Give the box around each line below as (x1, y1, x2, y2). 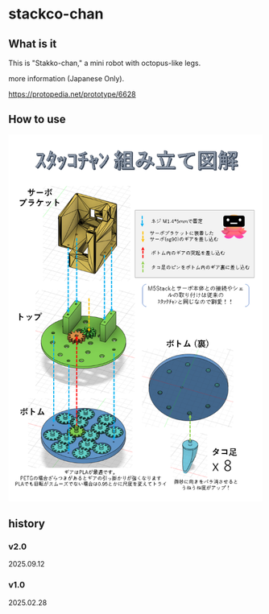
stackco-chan (8, 5, 104, 23)
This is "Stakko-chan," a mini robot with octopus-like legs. (8, 58, 201, 68)
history (8, 517, 46, 531)
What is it (8, 37, 57, 51)
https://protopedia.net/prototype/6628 (8, 89, 136, 99)
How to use (8, 113, 66, 126)
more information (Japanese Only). (8, 74, 125, 83)
